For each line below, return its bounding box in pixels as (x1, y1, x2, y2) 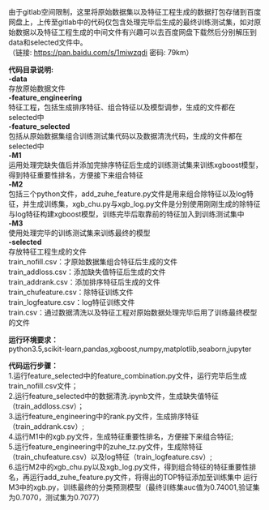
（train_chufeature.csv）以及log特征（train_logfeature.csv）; (8, 452, 213, 461)
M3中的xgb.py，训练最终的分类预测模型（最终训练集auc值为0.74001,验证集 (8, 482, 260, 492)
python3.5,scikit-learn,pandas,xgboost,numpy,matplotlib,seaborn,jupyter (8, 344, 252, 354)
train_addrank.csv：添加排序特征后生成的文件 (8, 277, 160, 286)
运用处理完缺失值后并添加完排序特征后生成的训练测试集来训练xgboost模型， (8, 161, 263, 169)
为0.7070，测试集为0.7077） (8, 493, 104, 502)
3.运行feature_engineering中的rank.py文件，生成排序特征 (8, 412, 199, 421)
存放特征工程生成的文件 (8, 246, 87, 256)
